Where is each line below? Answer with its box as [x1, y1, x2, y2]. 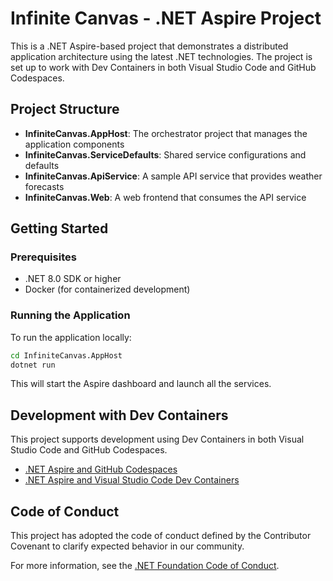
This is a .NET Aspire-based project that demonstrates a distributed [10, 40, 289, 52]
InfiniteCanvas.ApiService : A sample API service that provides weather [24, 170, 323, 182]
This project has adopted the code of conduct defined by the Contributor [10, 530, 312, 542]
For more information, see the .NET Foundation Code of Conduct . [10, 560, 280, 572]
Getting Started [10, 220, 109, 237]
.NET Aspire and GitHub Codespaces [24, 463, 178, 476]
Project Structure [10, 101, 120, 118]
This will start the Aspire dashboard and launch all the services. [10, 378, 272, 390]
